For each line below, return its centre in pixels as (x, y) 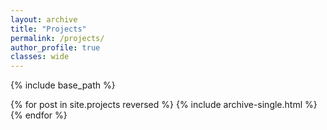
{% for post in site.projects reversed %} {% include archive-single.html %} (164, 105)
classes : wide (40, 57)
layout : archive (44, 19)
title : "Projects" (48, 29)
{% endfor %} (39, 115)
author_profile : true (55, 47)
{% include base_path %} (63, 85)
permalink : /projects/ (57, 38)
